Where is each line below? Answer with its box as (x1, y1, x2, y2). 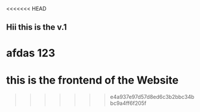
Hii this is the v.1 (6, 22, 67, 32)
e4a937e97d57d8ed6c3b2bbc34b (110, 93, 195, 100)
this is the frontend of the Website (6, 73, 179, 87)
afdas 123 (6, 46, 56, 60)
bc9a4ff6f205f (110, 99, 147, 107)
